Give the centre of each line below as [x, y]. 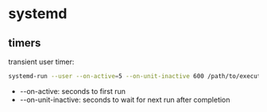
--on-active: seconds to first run [72, 91]
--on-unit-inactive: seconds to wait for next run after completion [125, 99]
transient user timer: [41, 62]
